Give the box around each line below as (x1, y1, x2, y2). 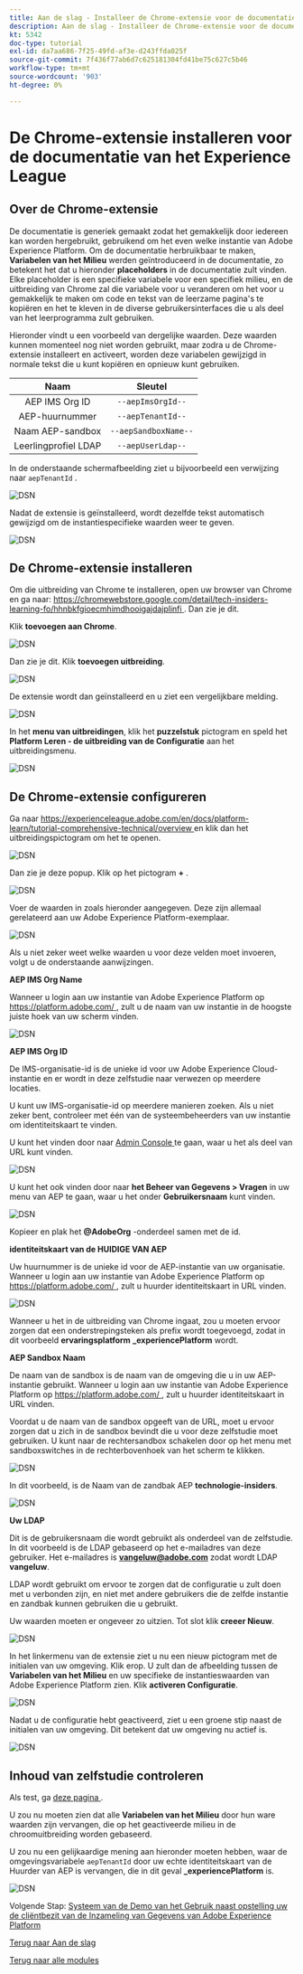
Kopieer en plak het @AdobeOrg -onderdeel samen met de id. (9, 1226, 242, 1237)
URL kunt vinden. (9, 1147, 74, 1157)
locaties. (9, 1082, 41, 1094)
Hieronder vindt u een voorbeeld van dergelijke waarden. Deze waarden (9, 329, 277, 340)
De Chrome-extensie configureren (9, 789, 207, 805)
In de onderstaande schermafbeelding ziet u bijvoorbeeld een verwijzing (9, 462, 280, 473)
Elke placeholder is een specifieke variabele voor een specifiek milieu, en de (9, 273, 293, 285)
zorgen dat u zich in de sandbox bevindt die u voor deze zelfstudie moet (9, 1426, 278, 1437)
